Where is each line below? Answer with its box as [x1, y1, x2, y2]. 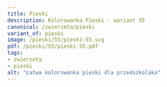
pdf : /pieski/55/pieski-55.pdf [7, 43, 99, 50]
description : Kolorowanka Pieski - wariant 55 [7, 17, 145, 24]
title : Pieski [7, 10, 49, 18]
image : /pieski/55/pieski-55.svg [7, 36, 105, 43]
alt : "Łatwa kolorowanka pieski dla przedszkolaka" [7, 69, 161, 76]
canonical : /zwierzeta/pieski [7, 23, 96, 30]
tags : [7, 50, 23, 57]
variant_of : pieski [7, 29, 64, 37]
